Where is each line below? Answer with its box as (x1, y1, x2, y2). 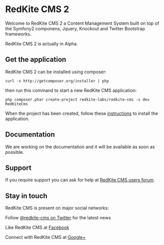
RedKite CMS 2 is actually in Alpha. (5, 40, 78, 46)
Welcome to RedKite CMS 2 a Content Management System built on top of (5, 20, 159, 26)
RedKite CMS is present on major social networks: (5, 205, 109, 211)
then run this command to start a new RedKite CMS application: (5, 87, 137, 93)
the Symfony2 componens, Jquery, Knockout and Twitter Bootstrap (5, 25, 145, 31)
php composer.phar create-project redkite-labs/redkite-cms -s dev (5, 97, 150, 102)
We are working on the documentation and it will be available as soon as (5, 144, 155, 150)
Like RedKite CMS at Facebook (5, 224, 69, 230)
